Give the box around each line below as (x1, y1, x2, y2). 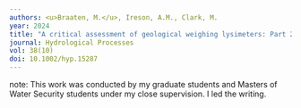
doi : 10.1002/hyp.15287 (9, 54, 99, 63)
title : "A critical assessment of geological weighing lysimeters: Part (9, 29, 287, 38)
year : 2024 (9, 21, 50, 30)
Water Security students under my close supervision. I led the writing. (9, 88, 267, 99)
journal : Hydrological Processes (9, 37, 134, 47)
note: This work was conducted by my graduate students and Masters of (9, 79, 278, 89)
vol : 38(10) (9, 46, 54, 55)
